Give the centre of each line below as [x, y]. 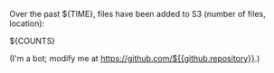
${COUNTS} [33, 41]
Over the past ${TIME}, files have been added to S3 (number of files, [137, 14]
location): [27, 23]
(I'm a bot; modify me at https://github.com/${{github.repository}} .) [135, 58]
